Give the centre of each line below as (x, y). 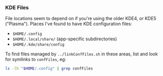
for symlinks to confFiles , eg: (36, 59)
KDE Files (17, 8)
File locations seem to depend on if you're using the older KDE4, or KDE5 (81, 19)
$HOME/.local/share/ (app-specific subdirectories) (65, 39)
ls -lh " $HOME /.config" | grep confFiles (49, 69)
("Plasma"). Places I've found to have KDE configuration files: (69, 24)
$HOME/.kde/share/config (38, 45)
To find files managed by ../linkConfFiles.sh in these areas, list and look (81, 54)
